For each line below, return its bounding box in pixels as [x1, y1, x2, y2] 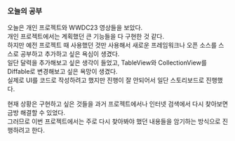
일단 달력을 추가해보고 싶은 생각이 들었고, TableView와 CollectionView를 [7, 58, 207, 67]
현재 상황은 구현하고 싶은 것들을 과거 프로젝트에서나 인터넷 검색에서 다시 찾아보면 [7, 100, 229, 108]
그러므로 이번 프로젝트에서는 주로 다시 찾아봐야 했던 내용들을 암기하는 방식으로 [7, 117, 221, 126]
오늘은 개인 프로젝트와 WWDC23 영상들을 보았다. [7, 23, 143, 32]
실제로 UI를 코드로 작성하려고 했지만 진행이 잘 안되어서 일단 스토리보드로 [7, 76, 205, 85]
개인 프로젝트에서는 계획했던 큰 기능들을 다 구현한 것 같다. [7, 32, 165, 41]
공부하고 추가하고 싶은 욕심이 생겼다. [20, 50, 120, 58]
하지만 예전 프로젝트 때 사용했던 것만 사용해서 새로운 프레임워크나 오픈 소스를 [7, 41, 217, 50]
